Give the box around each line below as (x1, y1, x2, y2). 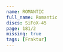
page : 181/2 (6, 25, 36, 32)
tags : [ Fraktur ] (6, 36, 47, 42)
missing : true (6, 31, 42, 37)
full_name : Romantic (6, 14, 58, 20)
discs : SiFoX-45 (6, 20, 47, 26)
